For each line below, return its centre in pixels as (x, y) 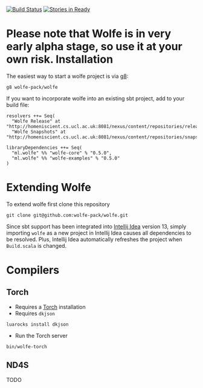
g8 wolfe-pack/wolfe (32, 87)
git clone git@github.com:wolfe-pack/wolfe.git (67, 215)
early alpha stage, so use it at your (94, 47)
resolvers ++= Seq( (31, 116)
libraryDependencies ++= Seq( (44, 147)
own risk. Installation (60, 60)
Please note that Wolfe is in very (89, 34)
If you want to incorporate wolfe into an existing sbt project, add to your (95, 98)
